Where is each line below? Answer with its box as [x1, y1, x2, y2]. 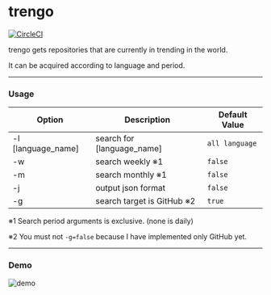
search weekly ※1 [95, 156, 164, 167]
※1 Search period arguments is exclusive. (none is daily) [8, 217, 194, 226]
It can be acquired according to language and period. [8, 60, 186, 70]
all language [206, 139, 257, 148]
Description [124, 114, 171, 125]
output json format [95, 183, 166, 194]
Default [218, 109, 248, 120]
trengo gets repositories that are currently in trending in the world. [8, 44, 228, 54]
